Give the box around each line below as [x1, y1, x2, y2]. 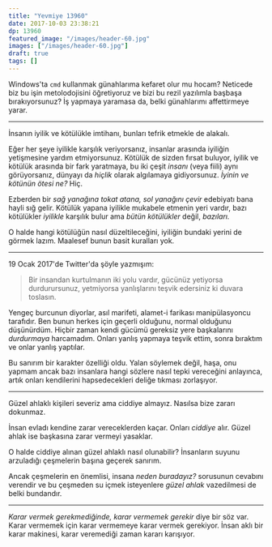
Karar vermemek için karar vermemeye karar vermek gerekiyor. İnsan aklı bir [8, 520, 264, 530]
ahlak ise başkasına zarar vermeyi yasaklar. [8, 431, 154, 441]
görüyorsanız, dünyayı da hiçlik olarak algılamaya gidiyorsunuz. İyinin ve [8, 169, 249, 179]
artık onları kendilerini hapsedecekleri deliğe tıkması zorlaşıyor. [8, 374, 218, 385]
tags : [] [8, 58, 38, 66]
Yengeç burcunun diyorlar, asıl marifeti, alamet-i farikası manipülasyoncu [8, 307, 251, 317]
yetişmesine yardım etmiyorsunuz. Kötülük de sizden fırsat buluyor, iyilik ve [8, 152, 259, 162]
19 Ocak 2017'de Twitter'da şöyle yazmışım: [8, 259, 155, 268]
